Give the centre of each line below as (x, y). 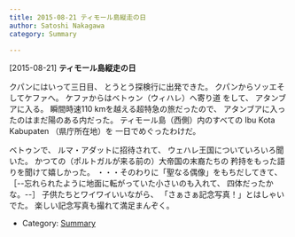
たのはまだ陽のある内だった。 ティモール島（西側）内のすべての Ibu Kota (142, 120)
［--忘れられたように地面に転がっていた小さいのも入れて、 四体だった (137, 184)
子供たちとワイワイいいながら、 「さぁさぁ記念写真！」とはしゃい (163, 194)
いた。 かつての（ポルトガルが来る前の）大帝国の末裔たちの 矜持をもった (143, 162)
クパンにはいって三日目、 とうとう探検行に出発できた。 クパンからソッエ (143, 87)
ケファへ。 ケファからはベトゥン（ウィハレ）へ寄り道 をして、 (139, 98)
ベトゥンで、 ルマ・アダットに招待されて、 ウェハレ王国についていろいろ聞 (147, 150)
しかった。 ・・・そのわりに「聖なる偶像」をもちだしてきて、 (169, 172)
